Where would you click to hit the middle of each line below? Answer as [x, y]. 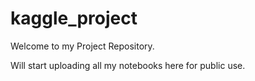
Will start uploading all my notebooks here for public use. [128, 65]
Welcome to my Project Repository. [82, 46]
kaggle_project [74, 18]
